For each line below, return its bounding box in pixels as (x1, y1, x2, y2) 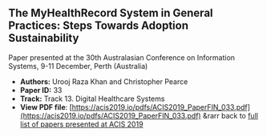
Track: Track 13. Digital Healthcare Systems (19, 94, 165, 103)
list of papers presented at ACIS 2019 (19, 119, 144, 129)
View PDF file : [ (19, 102, 72, 111)
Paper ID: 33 (19, 85, 63, 95)
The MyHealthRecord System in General (8, 6, 214, 20)
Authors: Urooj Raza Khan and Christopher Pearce (19, 76, 188, 87)
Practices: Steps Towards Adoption (8, 19, 188, 33)
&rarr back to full (203, 111, 259, 120)
